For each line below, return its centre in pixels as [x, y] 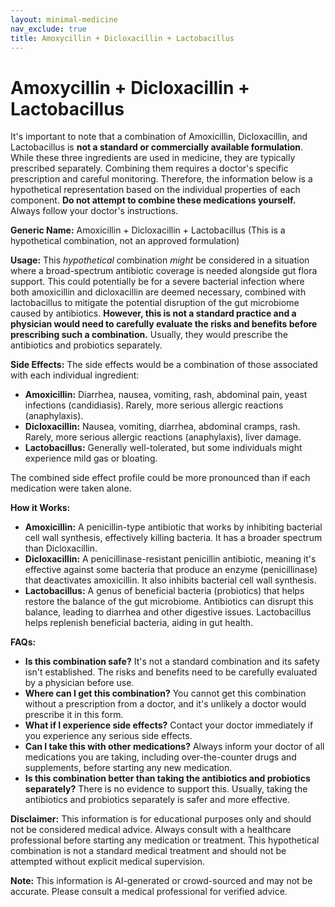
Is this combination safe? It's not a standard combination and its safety [172, 662]
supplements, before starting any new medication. [128, 768]
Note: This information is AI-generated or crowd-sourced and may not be [161, 881]
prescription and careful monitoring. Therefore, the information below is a [161, 179]
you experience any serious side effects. [108, 736]
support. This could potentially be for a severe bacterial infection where [157, 282]
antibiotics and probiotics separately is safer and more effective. [157, 800]
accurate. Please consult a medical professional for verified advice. [149, 892]
